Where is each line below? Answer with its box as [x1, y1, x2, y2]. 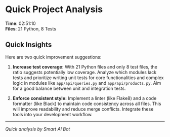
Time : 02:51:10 [5, 20, 36, 26]
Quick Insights [5, 41, 52, 49]
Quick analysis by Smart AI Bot [5, 126, 70, 132]
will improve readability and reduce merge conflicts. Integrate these [12, 106, 154, 112]
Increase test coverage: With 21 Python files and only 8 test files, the [12, 63, 158, 70]
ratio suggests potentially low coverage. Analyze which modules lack [12, 69, 157, 75]
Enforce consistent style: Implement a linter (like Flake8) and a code [12, 95, 157, 101]
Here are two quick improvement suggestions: [5, 54, 102, 60]
